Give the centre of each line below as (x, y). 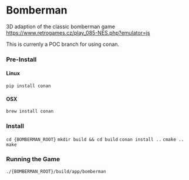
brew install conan (30, 111)
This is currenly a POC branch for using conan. (63, 44)
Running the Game (33, 159)
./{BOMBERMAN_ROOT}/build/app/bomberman (56, 171)
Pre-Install (21, 59)
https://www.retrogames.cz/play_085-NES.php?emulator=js (78, 32)
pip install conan (28, 86)
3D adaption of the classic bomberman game (61, 26)
